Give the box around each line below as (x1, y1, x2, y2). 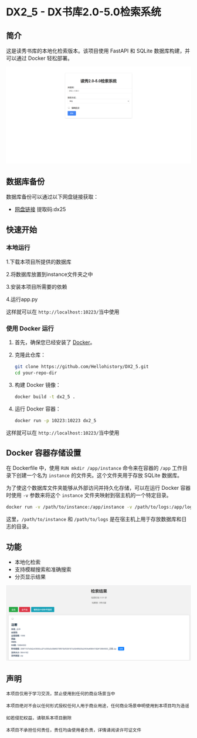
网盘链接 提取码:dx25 (14, 206, 66, 213)
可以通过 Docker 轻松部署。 (6, 55, 73, 62)
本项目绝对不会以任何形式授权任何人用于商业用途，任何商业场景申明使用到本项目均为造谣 (6, 703, 189, 709)
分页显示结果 (14, 573, 46, 580)
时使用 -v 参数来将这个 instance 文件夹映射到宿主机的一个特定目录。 (6, 492, 172, 499)
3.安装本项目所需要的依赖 (6, 283, 67, 290)
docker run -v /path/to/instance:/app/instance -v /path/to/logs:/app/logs (6, 504, 195, 510)
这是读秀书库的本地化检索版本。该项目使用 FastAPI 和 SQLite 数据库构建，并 (6, 48, 191, 54)
